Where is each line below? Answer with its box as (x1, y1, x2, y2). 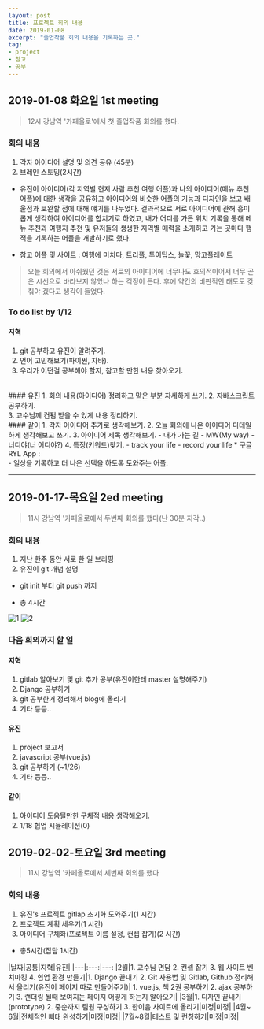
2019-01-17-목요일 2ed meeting (8, 491, 163, 504)
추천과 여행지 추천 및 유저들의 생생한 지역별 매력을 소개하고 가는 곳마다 (27, 223, 244, 232)
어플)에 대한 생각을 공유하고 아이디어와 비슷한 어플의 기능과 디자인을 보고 (19, 194, 243, 203)
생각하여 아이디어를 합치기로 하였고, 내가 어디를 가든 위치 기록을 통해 (34, 214, 244, 223)
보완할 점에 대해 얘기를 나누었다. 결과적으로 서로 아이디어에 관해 (40, 203, 236, 213)
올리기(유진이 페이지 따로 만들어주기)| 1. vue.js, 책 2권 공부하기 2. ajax (16, 982, 233, 991)
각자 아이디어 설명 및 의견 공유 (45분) (19, 157, 134, 166)
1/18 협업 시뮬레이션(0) (19, 820, 90, 830)
